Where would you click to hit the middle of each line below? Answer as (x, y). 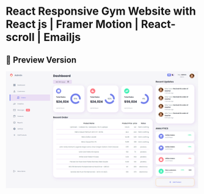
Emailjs (62, 37)
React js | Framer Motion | (72, 24)
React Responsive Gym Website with (101, 11)
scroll (20, 37)
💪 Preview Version (41, 60)
